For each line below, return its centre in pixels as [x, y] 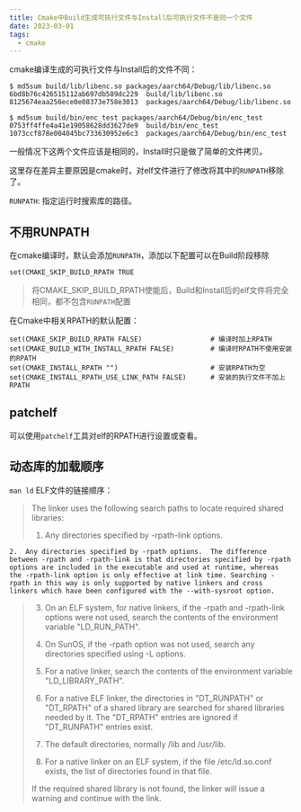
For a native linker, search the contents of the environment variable [168, 671]
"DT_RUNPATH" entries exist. [99, 727]
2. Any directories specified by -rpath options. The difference [138, 551]
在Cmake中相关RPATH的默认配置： [74, 321]
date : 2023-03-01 [42, 26]
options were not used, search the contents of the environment [161, 617]
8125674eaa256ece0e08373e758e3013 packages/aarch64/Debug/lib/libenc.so [150, 103]
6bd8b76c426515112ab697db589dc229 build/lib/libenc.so [116, 94]
